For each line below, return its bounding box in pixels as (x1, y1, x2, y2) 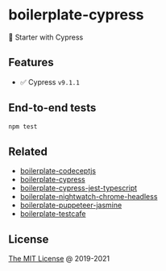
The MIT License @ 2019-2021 (8, 254, 110, 264)
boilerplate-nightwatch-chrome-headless (19, 192, 158, 202)
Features (8, 56, 54, 69)
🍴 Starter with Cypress (8, 32, 84, 42)
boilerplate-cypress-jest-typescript (19, 183, 138, 193)
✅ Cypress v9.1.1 (19, 77, 81, 86)
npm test (8, 123, 38, 131)
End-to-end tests (8, 101, 97, 115)
